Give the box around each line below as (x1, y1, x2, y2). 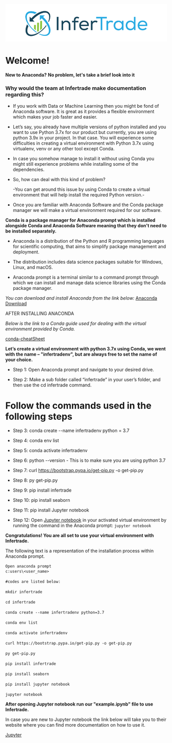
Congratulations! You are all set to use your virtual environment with (5, 533, 154, 539)
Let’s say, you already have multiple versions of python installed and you (12, 124, 166, 130)
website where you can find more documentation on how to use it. (5, 722, 145, 728)
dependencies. (12, 166, 45, 172)
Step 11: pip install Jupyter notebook (12, 507, 89, 513)
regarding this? (5, 91, 45, 99)
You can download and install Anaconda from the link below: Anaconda (5, 295, 158, 301)
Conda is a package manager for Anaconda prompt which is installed (5, 217, 156, 223)
